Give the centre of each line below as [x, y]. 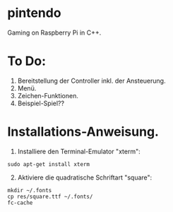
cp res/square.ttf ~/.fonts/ [50, 196]
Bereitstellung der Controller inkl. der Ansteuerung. [91, 81]
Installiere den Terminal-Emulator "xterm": [79, 151]
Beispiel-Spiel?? [41, 103]
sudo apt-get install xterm [49, 164]
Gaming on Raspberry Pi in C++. [54, 33]
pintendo [34, 13]
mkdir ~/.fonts [30, 190]
